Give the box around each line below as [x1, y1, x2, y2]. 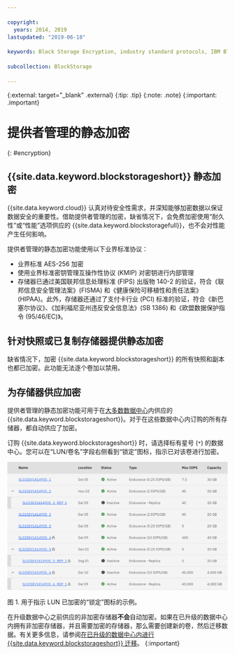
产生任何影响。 [7, 230, 50, 239]
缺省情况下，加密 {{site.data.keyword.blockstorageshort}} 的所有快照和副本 [7, 355, 225, 363]
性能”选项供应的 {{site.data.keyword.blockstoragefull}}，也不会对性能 [24, 221, 225, 229]
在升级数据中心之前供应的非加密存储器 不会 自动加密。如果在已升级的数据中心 [7, 613, 228, 621]
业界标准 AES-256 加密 [17, 260, 84, 268]
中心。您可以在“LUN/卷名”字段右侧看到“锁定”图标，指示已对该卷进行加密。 [7, 448, 223, 455]
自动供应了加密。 [31, 424, 81, 432]
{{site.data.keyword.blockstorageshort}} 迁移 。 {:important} [7, 639, 180, 647]
